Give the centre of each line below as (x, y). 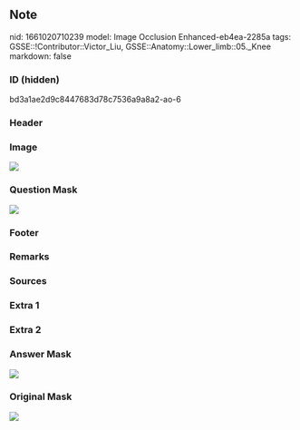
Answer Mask (40, 355)
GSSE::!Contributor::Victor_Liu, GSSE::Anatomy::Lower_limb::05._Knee (140, 46)
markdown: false (41, 56)
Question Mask (44, 190)
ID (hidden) (35, 79)
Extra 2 (25, 330)
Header (26, 123)
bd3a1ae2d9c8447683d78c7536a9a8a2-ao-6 (95, 100)
